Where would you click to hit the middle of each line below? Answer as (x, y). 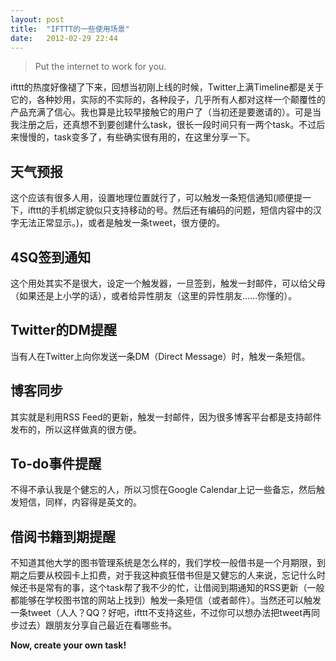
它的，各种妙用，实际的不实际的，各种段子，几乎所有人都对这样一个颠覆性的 (168, 100)
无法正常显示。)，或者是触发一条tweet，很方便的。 (121, 223)
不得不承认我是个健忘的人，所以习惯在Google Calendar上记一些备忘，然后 (163, 490)
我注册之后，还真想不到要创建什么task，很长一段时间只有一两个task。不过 (163, 125)
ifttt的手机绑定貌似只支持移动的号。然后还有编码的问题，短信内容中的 (170, 210)
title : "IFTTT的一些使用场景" (70, 29)
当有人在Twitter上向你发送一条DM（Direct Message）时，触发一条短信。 (160, 356)
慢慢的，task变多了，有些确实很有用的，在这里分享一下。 (137, 137)
